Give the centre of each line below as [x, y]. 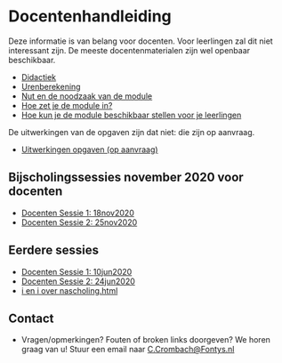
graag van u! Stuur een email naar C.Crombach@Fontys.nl [128, 350]
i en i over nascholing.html [69, 290]
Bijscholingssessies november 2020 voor [126, 177]
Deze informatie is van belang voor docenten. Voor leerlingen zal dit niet [141, 41]
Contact [31, 318]
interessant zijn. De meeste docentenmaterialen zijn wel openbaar [129, 50]
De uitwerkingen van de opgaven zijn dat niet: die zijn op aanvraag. [132, 132]
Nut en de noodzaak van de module [87, 96]
